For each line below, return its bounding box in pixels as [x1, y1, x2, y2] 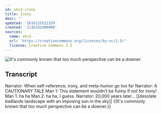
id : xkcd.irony [5, 7, 36, 12]
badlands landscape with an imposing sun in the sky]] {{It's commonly [5, 99, 146, 104]
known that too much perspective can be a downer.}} [5, 103, 111, 109]
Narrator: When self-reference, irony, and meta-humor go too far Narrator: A [5, 83, 157, 89]
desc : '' [5, 16, 23, 21]
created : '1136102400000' [5, 25, 57, 30]
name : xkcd [9, 34, 31, 39]
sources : [5, 29, 23, 34]
